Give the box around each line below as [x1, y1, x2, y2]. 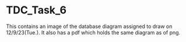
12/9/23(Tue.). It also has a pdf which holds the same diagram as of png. [6, 29, 181, 36]
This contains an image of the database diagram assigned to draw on [6, 23, 173, 30]
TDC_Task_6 [6, 3, 67, 17]
